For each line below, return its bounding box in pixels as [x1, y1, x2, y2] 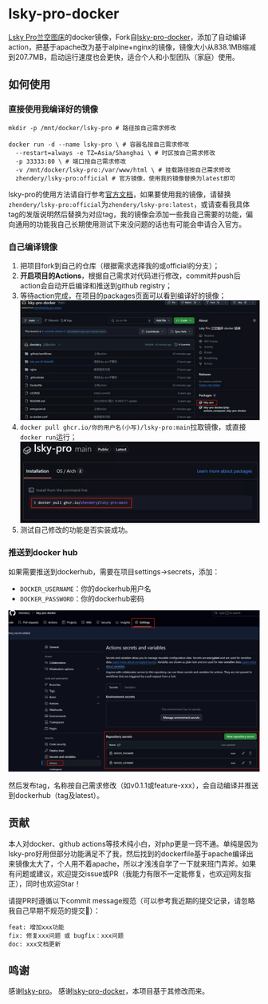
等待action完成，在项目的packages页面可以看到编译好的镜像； [19, 291, 227, 300]
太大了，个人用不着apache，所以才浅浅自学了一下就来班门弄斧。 [29, 859, 242, 868]
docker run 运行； [19, 432, 77, 442]
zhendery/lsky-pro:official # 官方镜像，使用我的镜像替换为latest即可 [15, 174, 236, 182]
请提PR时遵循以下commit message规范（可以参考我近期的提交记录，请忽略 [8, 895, 255, 905]
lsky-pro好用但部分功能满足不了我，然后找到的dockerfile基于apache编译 [8, 848, 247, 859]
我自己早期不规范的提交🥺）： [8, 906, 101, 915]
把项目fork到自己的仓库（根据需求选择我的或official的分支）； [19, 260, 220, 270]
